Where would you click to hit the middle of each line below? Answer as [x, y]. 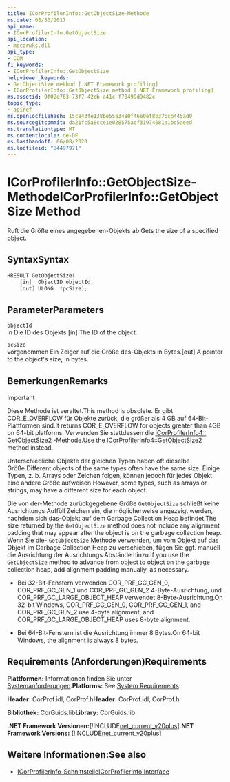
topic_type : [24, 103]
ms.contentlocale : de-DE [43, 135]
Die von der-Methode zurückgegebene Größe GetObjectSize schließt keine [113, 503]
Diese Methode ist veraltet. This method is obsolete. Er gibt [90, 411]
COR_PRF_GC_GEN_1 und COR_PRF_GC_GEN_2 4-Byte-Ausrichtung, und [119, 590]
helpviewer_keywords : [38, 78]
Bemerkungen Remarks [58, 381]
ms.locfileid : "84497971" [44, 148]
